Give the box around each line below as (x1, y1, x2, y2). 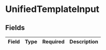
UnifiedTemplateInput (5, 3, 100, 15)
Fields (5, 23, 25, 32)
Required (42, 38, 65, 45)
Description (69, 38, 99, 45)
